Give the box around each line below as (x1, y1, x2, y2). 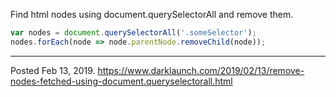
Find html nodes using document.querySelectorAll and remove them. (10, 9, 294, 20)
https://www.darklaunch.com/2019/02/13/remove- (97, 64, 305, 76)
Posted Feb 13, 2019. (10, 64, 96, 76)
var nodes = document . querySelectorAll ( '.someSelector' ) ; (10, 28, 257, 38)
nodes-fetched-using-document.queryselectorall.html (10, 75, 233, 87)
